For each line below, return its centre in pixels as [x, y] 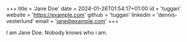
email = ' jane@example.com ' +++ [77, 21]
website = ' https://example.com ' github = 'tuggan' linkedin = [81, 15]
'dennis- [167, 15]
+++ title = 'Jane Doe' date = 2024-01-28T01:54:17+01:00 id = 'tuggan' [93, 9]
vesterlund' [20, 21]
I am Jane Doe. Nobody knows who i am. [57, 33]
